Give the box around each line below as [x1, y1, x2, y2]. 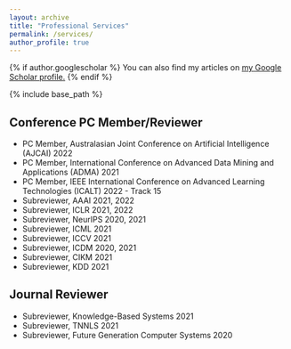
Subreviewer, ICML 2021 [21, 223, 112, 234]
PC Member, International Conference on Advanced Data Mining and [21, 158, 274, 168]
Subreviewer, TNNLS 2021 [21, 320, 119, 330]
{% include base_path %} [9, 89, 103, 100]
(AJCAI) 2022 [21, 148, 73, 158]
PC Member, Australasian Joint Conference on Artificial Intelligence [21, 139, 270, 150]
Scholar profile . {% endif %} [9, 72, 113, 83]
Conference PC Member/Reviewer [9, 115, 203, 130]
